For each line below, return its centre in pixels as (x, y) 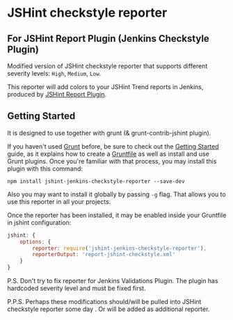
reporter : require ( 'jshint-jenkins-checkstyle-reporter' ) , (120, 248)
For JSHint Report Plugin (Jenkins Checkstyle (109, 39)
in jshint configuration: (39, 222)
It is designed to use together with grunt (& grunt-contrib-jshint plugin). (109, 133)
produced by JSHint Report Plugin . (57, 94)
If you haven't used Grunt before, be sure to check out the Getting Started (113, 146)
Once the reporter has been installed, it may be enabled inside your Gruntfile (117, 215)
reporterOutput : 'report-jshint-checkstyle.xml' (104, 255)
